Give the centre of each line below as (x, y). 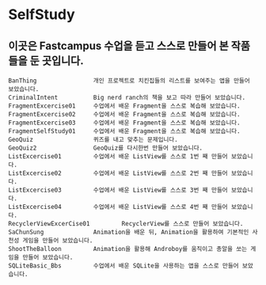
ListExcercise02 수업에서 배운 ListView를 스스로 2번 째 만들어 (118, 173)
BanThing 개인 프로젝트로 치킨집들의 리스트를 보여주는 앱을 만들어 (129, 81)
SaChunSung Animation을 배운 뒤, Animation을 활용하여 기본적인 (129, 232)
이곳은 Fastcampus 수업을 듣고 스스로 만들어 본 (119, 46)
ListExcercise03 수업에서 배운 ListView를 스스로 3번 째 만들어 (118, 190)
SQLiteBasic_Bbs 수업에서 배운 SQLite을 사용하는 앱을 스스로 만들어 (123, 266)
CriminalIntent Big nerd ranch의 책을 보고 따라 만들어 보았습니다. (127, 97)
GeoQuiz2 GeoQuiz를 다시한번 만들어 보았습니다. (106, 148)
